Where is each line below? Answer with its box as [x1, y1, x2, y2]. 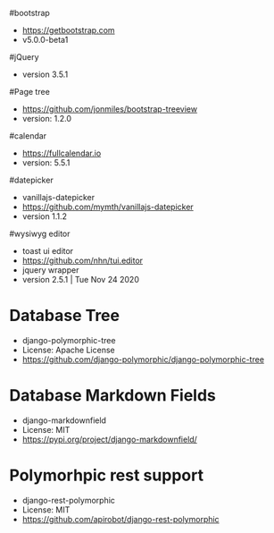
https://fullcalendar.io [21, 148, 102, 158]
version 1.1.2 [21, 211, 67, 222]
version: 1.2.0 [21, 114, 72, 123]
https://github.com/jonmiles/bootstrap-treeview [21, 104, 198, 114]
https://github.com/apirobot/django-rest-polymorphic [21, 513, 220, 524]
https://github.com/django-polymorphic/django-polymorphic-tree [21, 353, 265, 365]
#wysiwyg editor [9, 228, 71, 239]
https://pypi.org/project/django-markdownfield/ [21, 434, 198, 444]
